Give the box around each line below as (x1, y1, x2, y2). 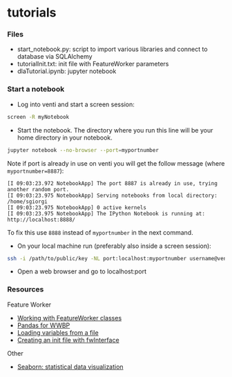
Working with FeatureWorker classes (17, 313, 122, 322)
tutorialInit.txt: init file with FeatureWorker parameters (17, 60, 169, 68)
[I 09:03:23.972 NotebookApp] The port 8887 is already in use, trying (7, 180, 217, 187)
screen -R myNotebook (7, 113, 70, 120)
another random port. (7, 186, 70, 193)
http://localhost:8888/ (7, 216, 76, 223)
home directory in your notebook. (17, 133, 113, 142)
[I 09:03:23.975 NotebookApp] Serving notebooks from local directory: (7, 192, 217, 199)
